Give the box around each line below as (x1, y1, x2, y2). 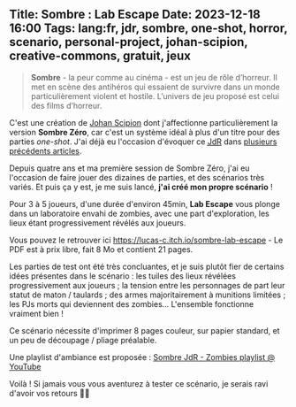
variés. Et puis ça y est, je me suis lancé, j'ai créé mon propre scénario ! (9, 181, 273, 192)
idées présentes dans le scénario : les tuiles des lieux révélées (9, 270, 237, 281)
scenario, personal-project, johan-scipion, (9, 35, 248, 50)
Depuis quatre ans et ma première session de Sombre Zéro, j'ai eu (9, 163, 250, 173)
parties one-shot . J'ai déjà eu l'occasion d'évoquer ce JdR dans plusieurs (9, 136, 277, 147)
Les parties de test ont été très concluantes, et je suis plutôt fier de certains (9, 261, 285, 272)
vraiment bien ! (9, 308, 64, 319)
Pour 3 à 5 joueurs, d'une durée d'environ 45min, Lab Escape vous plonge (9, 198, 281, 209)
